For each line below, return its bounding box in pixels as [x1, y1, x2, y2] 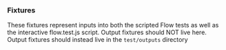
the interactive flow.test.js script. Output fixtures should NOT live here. [7, 28, 207, 36]
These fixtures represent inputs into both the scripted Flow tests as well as [7, 21, 219, 29]
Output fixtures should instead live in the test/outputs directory [7, 36, 188, 44]
